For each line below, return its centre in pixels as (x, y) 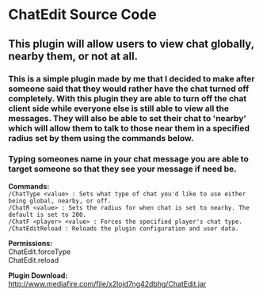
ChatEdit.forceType (40, 252)
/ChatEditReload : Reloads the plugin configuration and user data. (124, 228)
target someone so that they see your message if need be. (123, 169)
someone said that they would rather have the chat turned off (129, 89)
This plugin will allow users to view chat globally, (131, 44)
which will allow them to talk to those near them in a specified (129, 128)
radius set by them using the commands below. (101, 138)
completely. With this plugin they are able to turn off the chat (128, 98)
